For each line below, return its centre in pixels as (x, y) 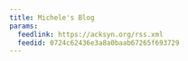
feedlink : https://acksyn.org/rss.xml (91, 34)
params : (24, 26)
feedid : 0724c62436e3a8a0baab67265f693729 (99, 43)
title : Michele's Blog (52, 17)
